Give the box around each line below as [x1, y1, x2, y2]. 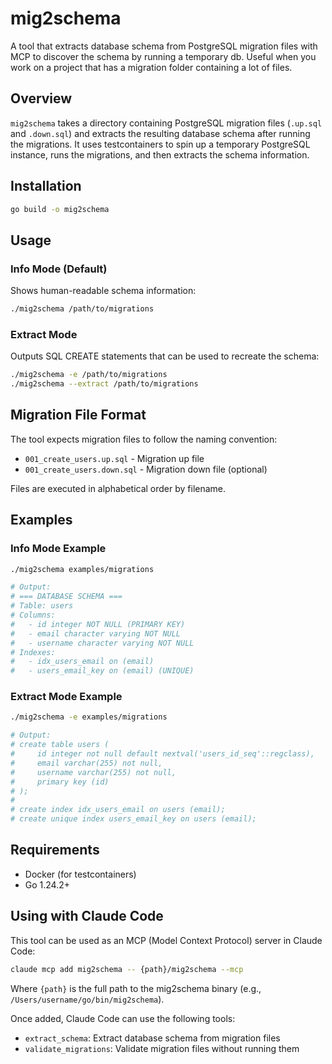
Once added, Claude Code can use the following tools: [10, 1012, 236, 1024]
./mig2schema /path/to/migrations [10, 304, 155, 314]
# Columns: [10, 610, 56, 621]
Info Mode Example [10, 542, 107, 556]
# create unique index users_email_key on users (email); [10, 814, 257, 824]
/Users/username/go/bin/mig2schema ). [10, 993, 165, 1005]
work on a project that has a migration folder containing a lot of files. [10, 61, 293, 73]
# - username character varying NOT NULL [10, 638, 195, 648]
